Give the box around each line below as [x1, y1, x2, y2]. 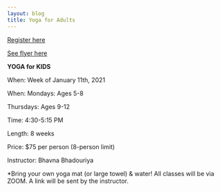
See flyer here [7, 49, 48, 57]
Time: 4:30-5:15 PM [7, 115, 64, 124]
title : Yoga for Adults [7, 17, 76, 23]
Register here [7, 35, 46, 44]
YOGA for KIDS [7, 62, 51, 70]
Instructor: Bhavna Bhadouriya [7, 156, 94, 164]
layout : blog [7, 10, 45, 17]
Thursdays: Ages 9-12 [7, 102, 70, 111]
